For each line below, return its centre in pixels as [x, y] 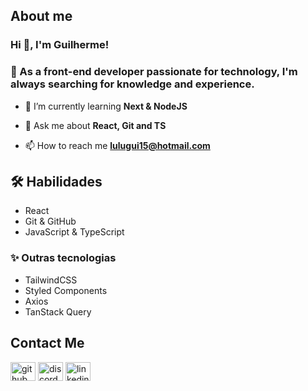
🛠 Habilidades [56, 182]
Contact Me [47, 343]
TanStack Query [58, 311]
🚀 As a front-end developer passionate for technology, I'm [154, 72]
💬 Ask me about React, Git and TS [95, 125]
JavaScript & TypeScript [74, 232]
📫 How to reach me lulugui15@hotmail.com [117, 145]
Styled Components [66, 290]
